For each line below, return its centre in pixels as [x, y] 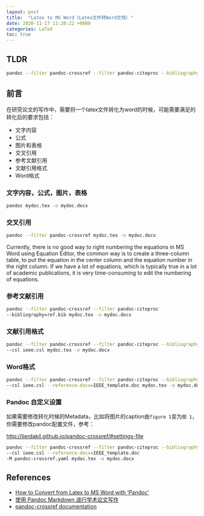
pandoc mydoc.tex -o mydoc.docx [47, 205]
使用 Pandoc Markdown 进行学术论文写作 [67, 500]
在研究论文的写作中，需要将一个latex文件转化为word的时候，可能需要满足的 [101, 109]
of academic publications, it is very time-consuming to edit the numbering [99, 273]
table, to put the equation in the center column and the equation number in [99, 260]
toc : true [19, 35]
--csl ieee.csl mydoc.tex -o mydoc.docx [58, 350]
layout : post [23, 12]
